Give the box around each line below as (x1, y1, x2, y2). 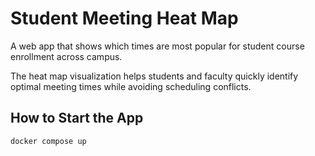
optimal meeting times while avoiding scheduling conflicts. (10, 80, 252, 92)
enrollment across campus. (10, 50, 123, 62)
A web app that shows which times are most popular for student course (10, 40, 305, 52)
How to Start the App (10, 110, 144, 127)
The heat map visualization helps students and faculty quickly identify (10, 70, 299, 82)
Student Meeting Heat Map (10, 7, 239, 30)
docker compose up (10, 136, 87, 146)
